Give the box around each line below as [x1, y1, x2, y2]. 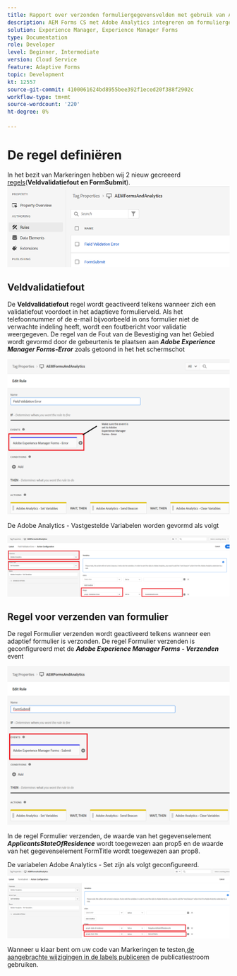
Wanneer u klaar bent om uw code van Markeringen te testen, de [7, 946, 195, 954]
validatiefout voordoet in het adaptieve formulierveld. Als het [7, 307, 183, 316]
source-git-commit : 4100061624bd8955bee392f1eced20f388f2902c [7, 86, 194, 93]
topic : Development [7, 71, 65, 78]
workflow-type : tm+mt [7, 93, 71, 100]
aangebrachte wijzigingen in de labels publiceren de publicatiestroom [7, 953, 209, 961]
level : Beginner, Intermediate [7, 49, 99, 56]
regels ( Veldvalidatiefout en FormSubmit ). [7, 177, 130, 187]
